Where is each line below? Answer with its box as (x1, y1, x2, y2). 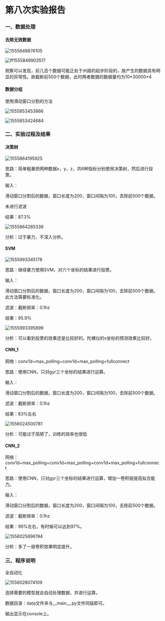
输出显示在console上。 (5, 611, 52, 617)
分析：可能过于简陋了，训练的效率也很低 (5, 431, 87, 437)
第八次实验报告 (5, 4, 66, 16)
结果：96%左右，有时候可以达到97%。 (5, 524, 85, 529)
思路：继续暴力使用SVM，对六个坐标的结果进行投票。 (5, 267, 114, 273)
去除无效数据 (5, 37, 31, 43)
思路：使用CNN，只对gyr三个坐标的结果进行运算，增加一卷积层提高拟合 (5, 476, 151, 481)
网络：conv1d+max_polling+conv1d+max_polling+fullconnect (5, 358, 130, 364)
